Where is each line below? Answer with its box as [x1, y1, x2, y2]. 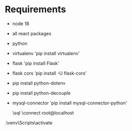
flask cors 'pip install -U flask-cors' [12, 70, 87, 76]
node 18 [12, 20, 29, 27]
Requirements [5, 4, 66, 15]
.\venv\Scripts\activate [5, 119, 52, 126]
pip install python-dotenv [12, 80, 66, 86]
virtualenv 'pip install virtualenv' [12, 50, 80, 56]
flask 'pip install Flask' [12, 60, 60, 66]
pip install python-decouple [12, 90, 71, 96]
